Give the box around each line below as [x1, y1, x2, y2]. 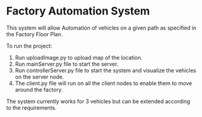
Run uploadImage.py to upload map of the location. [14, 54, 143, 61]
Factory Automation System [6, 4, 150, 18]
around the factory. [14, 86, 63, 93]
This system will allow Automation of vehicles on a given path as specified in [6, 24, 197, 31]
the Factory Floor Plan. [6, 30, 63, 37]
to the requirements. [6, 104, 57, 111]
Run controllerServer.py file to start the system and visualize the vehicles [14, 66, 197, 74]
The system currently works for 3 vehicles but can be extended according [6, 98, 191, 105]
